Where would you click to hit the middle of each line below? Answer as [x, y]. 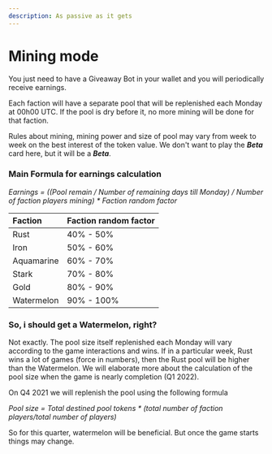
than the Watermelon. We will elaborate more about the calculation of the [131, 368]
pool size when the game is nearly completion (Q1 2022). [104, 377]
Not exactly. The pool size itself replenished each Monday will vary [121, 343]
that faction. [28, 120]
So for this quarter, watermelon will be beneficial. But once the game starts [134, 433]
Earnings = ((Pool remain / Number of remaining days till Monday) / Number [136, 192]
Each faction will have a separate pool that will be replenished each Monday [135, 103]
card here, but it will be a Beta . [60, 153]
